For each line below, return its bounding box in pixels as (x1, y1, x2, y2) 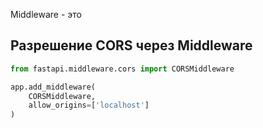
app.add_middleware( (10, 82, 97, 92)
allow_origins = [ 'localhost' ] (28, 100, 150, 111)
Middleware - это (10, 9, 82, 20)
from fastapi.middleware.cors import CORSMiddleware (10, 64, 235, 74)
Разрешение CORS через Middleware (10, 37, 253, 54)
